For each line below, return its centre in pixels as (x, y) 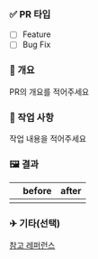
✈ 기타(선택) (35, 224)
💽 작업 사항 (31, 117)
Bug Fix (36, 45)
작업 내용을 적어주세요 (48, 139)
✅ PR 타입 (30, 14)
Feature (36, 34)
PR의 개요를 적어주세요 (49, 91)
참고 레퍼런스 (32, 245)
